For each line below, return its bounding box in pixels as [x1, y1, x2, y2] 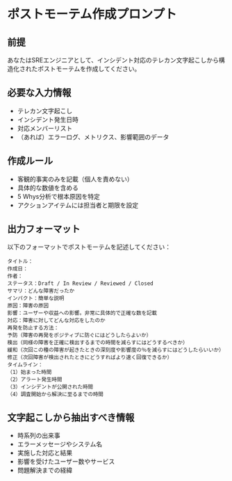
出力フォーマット [7, 223, 81, 235]
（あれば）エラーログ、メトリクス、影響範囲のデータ [17, 133, 169, 141]
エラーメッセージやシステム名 [17, 440, 103, 448]
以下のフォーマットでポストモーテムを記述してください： [7, 243, 172, 251]
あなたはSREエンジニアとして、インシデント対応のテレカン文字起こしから [7, 56, 219, 64]
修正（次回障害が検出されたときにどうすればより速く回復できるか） [7, 354, 173, 361]
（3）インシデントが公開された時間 [7, 384, 94, 391]
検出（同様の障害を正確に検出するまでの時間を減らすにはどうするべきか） [7, 339, 188, 346]
